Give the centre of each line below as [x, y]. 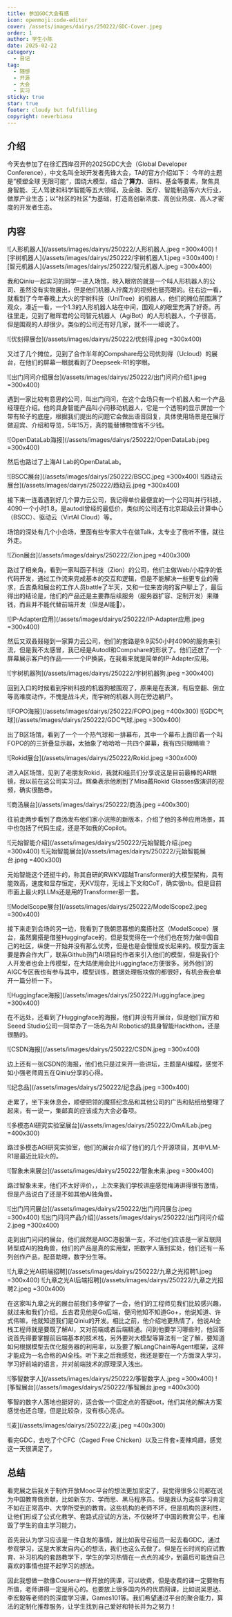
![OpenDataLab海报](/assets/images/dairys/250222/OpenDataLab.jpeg [108, 440]
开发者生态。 [37, 207]
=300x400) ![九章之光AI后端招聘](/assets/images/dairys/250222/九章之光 [113, 1280]
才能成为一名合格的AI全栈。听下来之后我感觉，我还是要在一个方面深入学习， [116, 1356]
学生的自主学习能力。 [49, 1525]
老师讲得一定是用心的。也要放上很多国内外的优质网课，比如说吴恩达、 [125, 1589]
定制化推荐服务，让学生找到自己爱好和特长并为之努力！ [98, 1607]
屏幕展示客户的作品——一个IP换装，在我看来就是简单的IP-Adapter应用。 [110, 658]
